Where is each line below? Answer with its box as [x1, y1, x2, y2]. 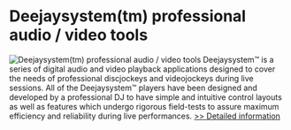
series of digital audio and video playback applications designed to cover [9, 64, 276, 74]
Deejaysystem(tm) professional [9, 6, 246, 27]
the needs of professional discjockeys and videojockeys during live [9, 73, 254, 83]
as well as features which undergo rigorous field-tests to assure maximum [9, 101, 280, 111]
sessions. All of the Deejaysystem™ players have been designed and [9, 82, 258, 93]
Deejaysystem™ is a [203, 54, 274, 65]
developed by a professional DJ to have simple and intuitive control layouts [9, 91, 283, 103]
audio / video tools [9, 25, 149, 45]
